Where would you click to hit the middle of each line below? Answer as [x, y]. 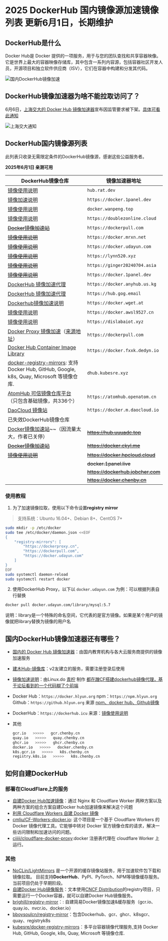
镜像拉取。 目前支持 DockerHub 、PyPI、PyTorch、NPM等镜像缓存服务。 [87, 877]
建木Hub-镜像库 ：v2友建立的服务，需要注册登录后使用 [68, 669]
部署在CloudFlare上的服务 [37, 789]
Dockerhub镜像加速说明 [36, 303]
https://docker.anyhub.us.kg [122, 284]
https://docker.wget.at [115, 303]
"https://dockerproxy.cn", [51, 546]
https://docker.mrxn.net [117, 237]
